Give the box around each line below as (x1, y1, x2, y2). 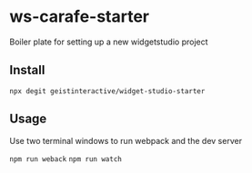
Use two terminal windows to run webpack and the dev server (9, 135, 243, 146)
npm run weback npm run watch (9, 154, 123, 164)
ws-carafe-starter (9, 6, 150, 27)
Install (9, 62, 45, 78)
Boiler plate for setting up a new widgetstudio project (9, 36, 208, 47)
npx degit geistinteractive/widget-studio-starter (9, 86, 206, 96)
